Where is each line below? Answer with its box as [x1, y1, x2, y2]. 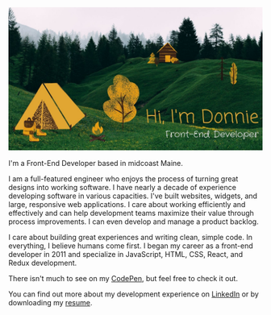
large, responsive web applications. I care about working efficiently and [8, 199, 246, 209]
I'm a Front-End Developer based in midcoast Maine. [8, 158, 184, 168]
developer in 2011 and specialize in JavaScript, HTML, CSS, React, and [8, 249, 244, 259]
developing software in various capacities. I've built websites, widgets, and [8, 191, 258, 201]
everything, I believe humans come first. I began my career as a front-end [8, 241, 254, 251]
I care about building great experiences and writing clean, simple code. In [8, 232, 252, 242]
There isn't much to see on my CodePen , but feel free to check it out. [8, 273, 238, 283]
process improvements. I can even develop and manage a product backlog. [8, 217, 260, 226]
